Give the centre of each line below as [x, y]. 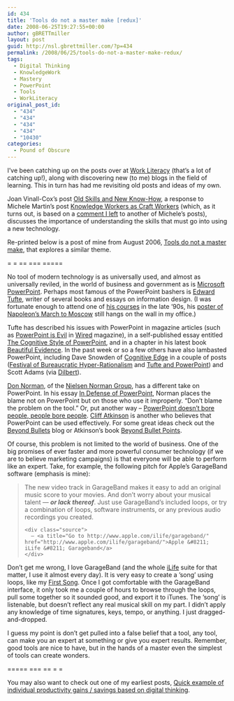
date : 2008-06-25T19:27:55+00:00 [56, 27]
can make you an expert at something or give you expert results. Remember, [117, 640]
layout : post [26, 40]
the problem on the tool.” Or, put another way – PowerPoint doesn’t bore [111, 408]
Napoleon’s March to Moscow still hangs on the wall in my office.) [102, 314]
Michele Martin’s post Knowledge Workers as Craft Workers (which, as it [111, 206]
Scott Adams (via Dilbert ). [44, 372]
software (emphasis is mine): [49, 474]
